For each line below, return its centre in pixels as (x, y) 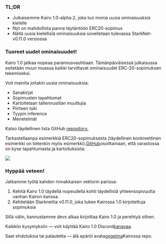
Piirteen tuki (25, 108)
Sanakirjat (23, 92)
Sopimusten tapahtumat (37, 97)
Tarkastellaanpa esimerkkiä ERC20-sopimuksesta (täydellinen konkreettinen (83, 138)
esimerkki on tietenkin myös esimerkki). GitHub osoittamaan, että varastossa (82, 143)
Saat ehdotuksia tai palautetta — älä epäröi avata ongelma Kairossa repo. (79, 236)
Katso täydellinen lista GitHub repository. (47, 128)
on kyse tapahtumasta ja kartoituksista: (45, 149)
